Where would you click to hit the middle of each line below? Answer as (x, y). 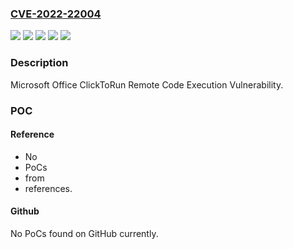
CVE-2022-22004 (56, 14)
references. (48, 188)
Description (39, 63)
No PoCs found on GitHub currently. (84, 233)
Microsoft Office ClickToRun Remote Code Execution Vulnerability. (147, 84)
